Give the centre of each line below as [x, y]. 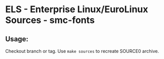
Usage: [17, 39]
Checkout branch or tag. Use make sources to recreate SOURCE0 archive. [82, 51]
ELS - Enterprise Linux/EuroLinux [77, 9]
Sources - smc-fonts [50, 20]
